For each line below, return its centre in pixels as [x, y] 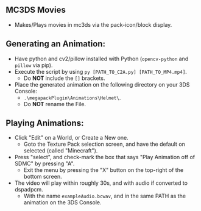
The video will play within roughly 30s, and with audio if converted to [101, 183]
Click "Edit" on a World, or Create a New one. [71, 138]
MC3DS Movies [36, 10]
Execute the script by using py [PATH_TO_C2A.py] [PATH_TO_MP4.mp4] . [100, 71]
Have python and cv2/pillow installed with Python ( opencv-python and [101, 59]
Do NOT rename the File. [55, 104]
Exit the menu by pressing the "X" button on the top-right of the [104, 170]
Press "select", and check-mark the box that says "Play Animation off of [105, 157]
